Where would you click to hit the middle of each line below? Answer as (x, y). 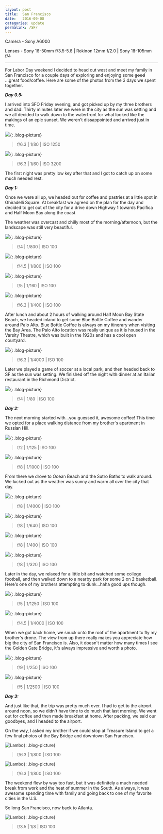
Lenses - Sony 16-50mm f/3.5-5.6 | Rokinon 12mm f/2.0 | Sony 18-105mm (78, 51)
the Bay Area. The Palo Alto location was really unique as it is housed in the (80, 330)
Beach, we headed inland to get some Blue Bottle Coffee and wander (74, 320)
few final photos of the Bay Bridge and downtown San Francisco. (70, 736)
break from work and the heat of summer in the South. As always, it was (77, 788)
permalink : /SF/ (21, 28)
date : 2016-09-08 (25, 18)
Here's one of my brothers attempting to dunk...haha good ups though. (76, 584)
